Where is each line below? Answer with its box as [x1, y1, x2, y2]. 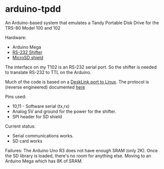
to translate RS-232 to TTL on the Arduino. [5, 69, 92, 75]
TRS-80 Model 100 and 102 [5, 25, 61, 31]
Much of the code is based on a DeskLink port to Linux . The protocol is [5, 79, 149, 85]
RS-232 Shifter [12, 49, 43, 55]
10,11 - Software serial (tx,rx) [12, 103, 70, 109]
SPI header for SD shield [12, 113, 63, 119]
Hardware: [5, 34, 27, 40]
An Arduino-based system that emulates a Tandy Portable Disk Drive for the [5, 20, 159, 26]
